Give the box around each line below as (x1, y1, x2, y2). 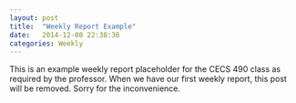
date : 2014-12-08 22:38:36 (9, 30, 120, 39)
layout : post (9, 13, 59, 23)
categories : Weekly (9, 38, 84, 48)
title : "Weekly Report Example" (9, 22, 137, 31)
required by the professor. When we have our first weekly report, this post (9, 74, 287, 85)
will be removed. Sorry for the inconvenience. (9, 83, 180, 94)
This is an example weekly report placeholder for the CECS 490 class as (9, 64, 281, 75)
